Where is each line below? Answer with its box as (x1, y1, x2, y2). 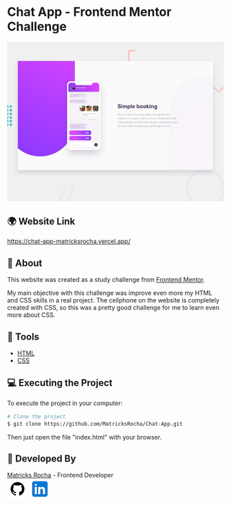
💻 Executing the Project (7, 377, 113, 389)
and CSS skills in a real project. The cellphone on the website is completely (7, 296, 220, 305)
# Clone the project (7, 413, 67, 420)
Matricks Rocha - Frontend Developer (7, 471, 114, 480)
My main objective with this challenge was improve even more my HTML (7, 289, 212, 297)
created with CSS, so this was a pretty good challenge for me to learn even (7, 304, 220, 312)
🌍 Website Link (7, 215, 76, 227)
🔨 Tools (7, 331, 40, 342)
